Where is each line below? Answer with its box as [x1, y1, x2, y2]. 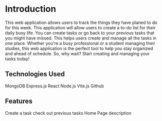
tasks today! [5, 56, 30, 61]
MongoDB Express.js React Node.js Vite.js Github [5, 83, 104, 89]
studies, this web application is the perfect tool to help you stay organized [5, 45, 153, 51]
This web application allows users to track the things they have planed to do [5, 20, 158, 25]
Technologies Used [5, 70, 65, 79]
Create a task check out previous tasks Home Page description [5, 110, 131, 116]
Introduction [5, 3, 56, 15]
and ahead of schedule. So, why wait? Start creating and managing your [5, 50, 150, 57]
